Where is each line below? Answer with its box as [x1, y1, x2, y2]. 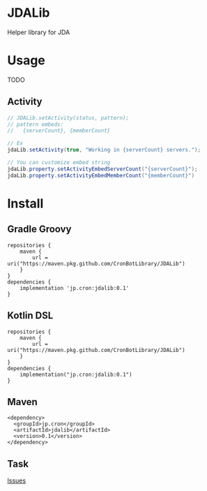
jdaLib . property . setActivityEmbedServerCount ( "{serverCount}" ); [7, 166, 198, 173]
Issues [7, 476, 26, 485]
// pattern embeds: [7, 121, 64, 128]
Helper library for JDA [7, 28, 70, 36]
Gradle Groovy [7, 223, 72, 235]
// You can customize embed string [7, 159, 111, 166]
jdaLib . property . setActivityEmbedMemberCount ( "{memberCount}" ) [7, 172, 195, 179]
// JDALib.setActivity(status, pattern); [7, 114, 130, 122]
